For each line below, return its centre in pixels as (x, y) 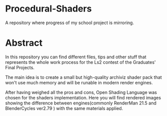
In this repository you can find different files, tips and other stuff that (76, 57)
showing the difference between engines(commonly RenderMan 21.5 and (81, 103)
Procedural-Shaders (48, 9)
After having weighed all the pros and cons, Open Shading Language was (81, 92)
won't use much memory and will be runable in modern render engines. (79, 82)
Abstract (24, 43)
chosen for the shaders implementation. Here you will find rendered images (83, 97)
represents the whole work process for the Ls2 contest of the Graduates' (80, 62)
